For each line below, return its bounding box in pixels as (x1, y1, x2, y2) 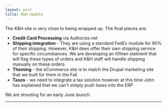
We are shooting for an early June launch (5, 92, 90, 98)
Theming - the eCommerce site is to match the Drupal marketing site (12, 66, 154, 72)
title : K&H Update (5, 12, 43, 17)
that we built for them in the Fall (12, 71, 78, 77)
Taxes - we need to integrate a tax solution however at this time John (12, 77, 155, 83)
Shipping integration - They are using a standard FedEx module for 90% (12, 40, 162, 46)
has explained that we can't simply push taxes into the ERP (12, 82, 133, 88)
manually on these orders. (12, 61, 66, 67)
